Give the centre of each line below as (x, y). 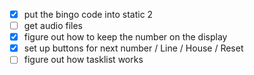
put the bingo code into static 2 (88, 14)
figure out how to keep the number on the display (125, 37)
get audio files (53, 26)
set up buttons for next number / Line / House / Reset (133, 48)
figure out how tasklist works (83, 60)
